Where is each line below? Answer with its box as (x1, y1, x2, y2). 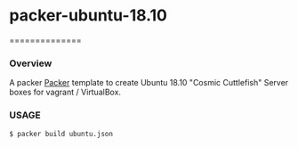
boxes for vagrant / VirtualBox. (9, 86, 122, 98)
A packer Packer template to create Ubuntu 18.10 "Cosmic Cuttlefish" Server (9, 78, 289, 88)
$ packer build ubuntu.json (9, 129, 114, 138)
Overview (9, 57, 52, 69)
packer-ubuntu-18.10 (9, 5, 167, 26)
